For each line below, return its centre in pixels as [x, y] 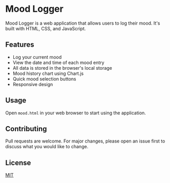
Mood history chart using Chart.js [48, 73]
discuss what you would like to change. [47, 147]
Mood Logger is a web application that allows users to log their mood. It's [83, 23]
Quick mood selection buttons [44, 79]
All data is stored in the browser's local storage [62, 68]
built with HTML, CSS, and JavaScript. [46, 28]
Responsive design [33, 84]
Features [20, 45]
